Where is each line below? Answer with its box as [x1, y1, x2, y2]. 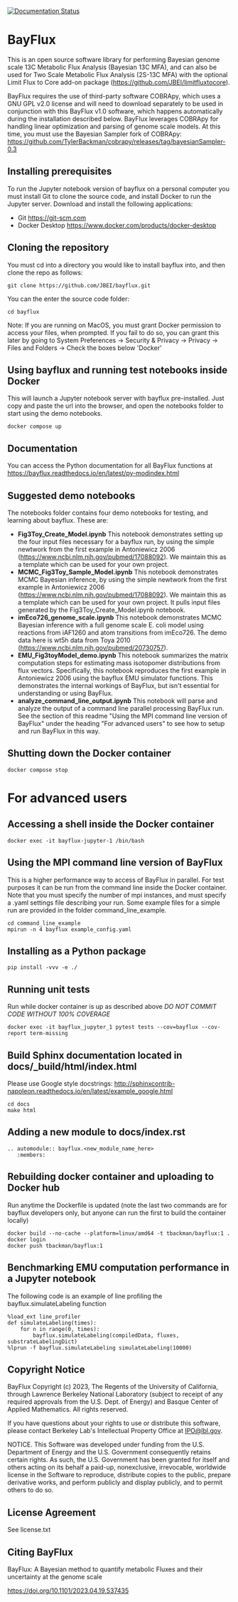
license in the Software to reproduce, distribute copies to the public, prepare [7, 1471, 231, 1479]
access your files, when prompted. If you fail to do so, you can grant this [7, 328, 220, 337]
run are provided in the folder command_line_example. [7, 905, 167, 914]
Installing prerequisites [7, 165, 112, 178]
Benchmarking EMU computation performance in [7, 1262, 229, 1274]
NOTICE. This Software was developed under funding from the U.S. [7, 1440, 205, 1449]
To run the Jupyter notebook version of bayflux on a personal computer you [7, 184, 229, 192]
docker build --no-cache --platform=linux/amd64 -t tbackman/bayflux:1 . [7, 1230, 231, 1237]
